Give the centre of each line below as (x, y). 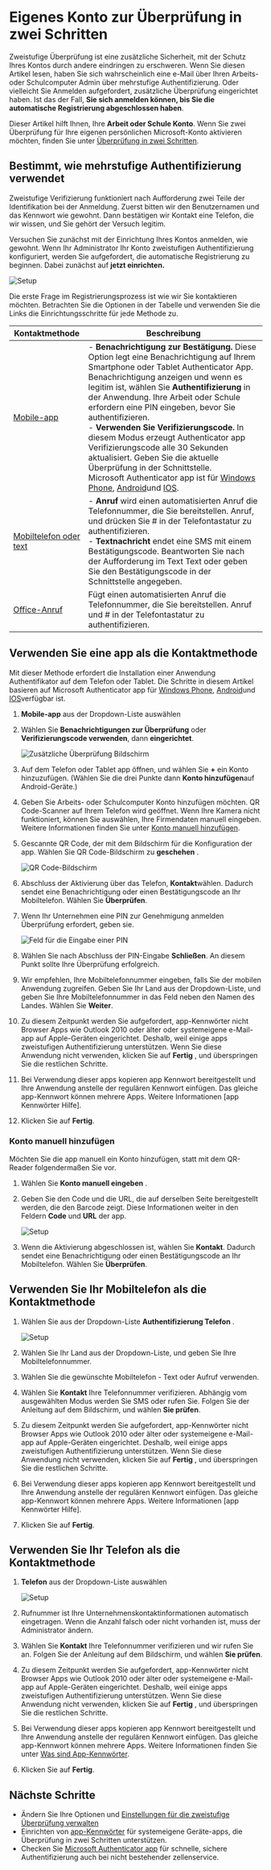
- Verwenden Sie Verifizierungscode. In (166, 427)
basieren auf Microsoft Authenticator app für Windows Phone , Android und (132, 689)
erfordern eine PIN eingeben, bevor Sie (162, 407)
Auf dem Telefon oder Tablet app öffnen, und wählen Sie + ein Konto (134, 769)
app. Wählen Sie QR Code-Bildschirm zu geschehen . (110, 852)
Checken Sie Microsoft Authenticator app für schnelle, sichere (124, 1849)
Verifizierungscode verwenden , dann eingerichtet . (107, 738)
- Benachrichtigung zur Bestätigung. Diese (172, 346)
